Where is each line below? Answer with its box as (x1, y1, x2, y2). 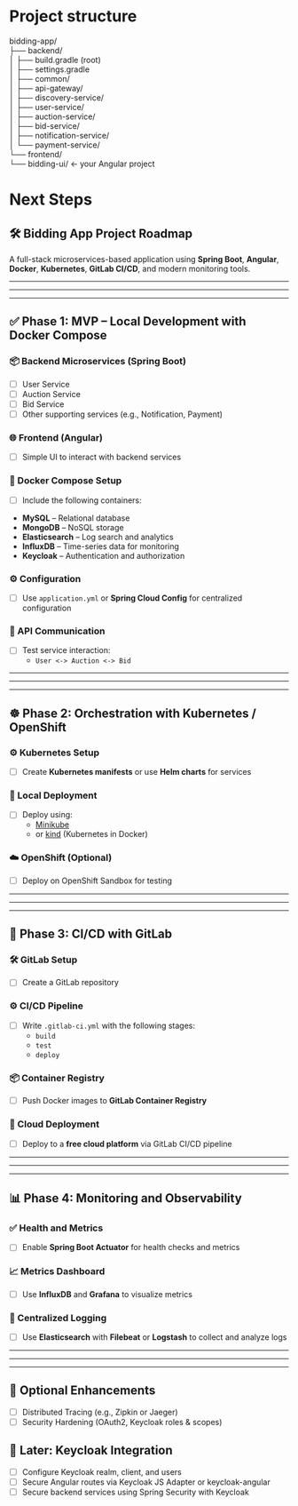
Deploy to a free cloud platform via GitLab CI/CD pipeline (21, 1138, 232, 1149)
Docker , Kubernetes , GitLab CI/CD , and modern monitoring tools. (9, 263, 251, 274)
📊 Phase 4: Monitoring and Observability (9, 1191, 242, 1206)
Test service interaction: (21, 645, 111, 656)
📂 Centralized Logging (9, 1311, 107, 1324)
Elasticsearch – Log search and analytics (21, 531, 175, 542)
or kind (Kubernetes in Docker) (35, 829, 148, 840)
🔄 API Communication (9, 625, 106, 637)
